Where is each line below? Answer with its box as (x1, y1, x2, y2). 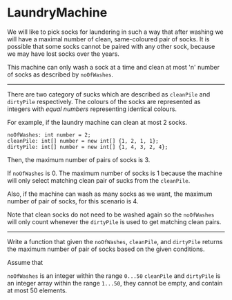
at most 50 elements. (7, 286, 68, 294)
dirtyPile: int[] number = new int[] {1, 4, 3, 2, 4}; (7, 143, 168, 150)
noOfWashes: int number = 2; (7, 131, 91, 139)
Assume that (7, 258, 43, 266)
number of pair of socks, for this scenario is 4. (7, 197, 139, 205)
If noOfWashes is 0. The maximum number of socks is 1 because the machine (7, 169, 222, 177)
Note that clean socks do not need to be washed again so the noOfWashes (7, 210, 215, 219)
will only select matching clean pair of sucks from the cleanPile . (7, 176, 191, 184)
